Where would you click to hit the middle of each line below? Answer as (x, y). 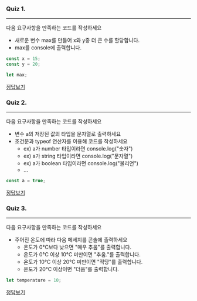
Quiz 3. (17, 209)
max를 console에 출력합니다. (48, 48)
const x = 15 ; (23, 59)
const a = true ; (26, 181)
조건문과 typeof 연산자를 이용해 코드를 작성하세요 (71, 141)
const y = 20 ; (23, 64)
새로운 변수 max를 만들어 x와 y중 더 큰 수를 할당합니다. (77, 41)
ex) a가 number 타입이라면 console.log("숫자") (78, 149)
